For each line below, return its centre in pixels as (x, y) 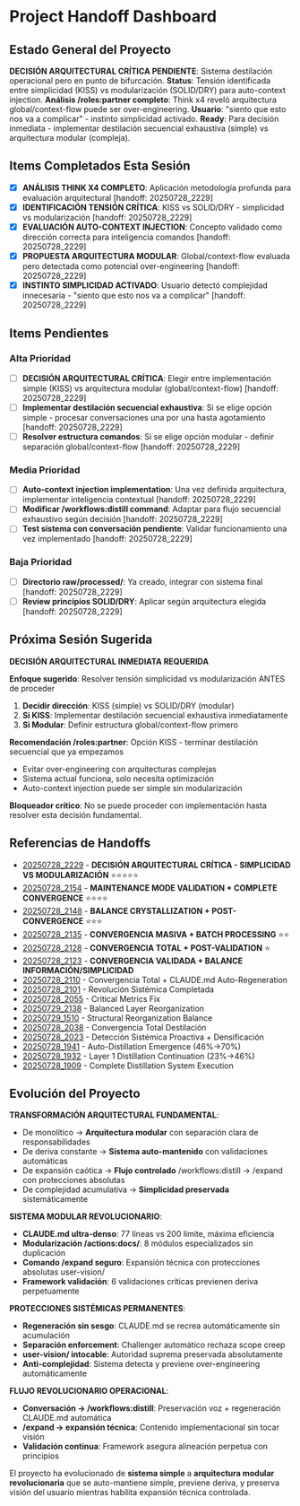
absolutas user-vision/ (64, 1272)
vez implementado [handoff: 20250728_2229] (107, 539)
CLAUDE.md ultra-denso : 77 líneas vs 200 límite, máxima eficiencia (148, 1234)
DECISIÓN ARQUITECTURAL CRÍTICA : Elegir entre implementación (146, 378)
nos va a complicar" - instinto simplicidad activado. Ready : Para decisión (144, 119)
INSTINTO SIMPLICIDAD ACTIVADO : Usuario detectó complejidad (145, 285)
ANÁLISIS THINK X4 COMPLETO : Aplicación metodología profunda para (157, 187)
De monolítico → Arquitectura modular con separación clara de (140, 1133)
